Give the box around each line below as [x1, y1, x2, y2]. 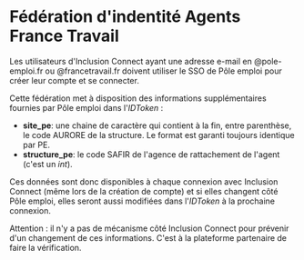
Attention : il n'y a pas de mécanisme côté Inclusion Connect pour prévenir [9, 223, 289, 234]
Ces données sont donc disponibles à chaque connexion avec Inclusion [9, 175, 279, 187]
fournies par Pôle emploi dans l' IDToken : [9, 102, 164, 113]
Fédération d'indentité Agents [9, 6, 241, 27]
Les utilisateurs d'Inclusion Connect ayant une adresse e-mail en [9, 55, 253, 66]
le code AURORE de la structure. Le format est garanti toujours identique [22, 129, 295, 140]
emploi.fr [9, 65, 44, 76]
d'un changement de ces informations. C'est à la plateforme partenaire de [9, 232, 288, 243]
